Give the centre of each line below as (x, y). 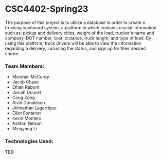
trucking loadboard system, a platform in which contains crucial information (81, 27)
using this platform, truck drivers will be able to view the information (73, 43)
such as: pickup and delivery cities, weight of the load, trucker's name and (80, 33)
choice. (13, 53)
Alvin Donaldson (28, 103)
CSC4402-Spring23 (47, 9)
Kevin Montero (27, 119)
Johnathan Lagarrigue (34, 108)
